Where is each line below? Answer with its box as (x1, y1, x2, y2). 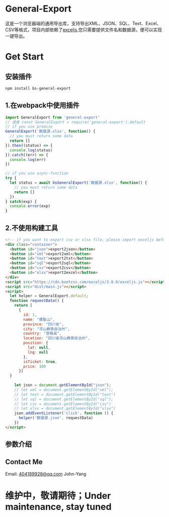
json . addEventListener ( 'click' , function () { (14, 411, 114, 416)
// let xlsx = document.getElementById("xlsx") (14, 406, 116, 411)
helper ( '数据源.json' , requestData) (18, 416, 94, 421)
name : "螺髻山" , (23, 317, 55, 322)
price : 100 (23, 364, 46, 369)
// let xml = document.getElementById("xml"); (14, 387, 114, 392)
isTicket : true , (23, 359, 57, 364)
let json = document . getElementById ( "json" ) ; (14, 383, 112, 388)
